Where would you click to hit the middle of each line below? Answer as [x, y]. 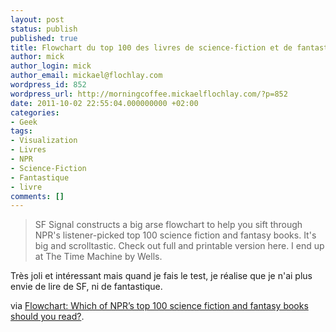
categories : [35, 112]
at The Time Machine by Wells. [98, 257]
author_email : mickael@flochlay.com [86, 76]
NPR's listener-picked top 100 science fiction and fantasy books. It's [175, 235]
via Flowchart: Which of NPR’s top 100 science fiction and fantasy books [159, 306]
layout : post [37, 19]
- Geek [24, 122]
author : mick [37, 57]
